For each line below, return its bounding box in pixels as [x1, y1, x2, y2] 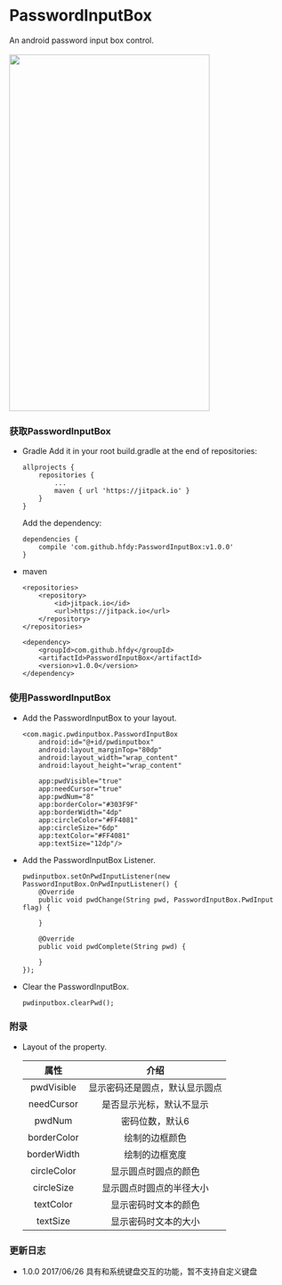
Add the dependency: [21, 518, 102, 529]
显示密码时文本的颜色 [110, 1199, 200, 1211]
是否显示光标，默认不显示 [101, 1098, 209, 1110]
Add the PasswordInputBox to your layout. [21, 713, 177, 723]
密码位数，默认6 [121, 1115, 189, 1127]
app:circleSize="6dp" [38, 823, 118, 832]
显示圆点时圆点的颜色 [110, 1165, 200, 1177]
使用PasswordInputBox [9, 692, 111, 704]
